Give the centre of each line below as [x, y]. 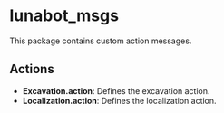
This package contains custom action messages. [101, 41]
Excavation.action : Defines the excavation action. [116, 90]
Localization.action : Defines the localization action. [119, 100]
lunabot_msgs [64, 16]
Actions [32, 69]
